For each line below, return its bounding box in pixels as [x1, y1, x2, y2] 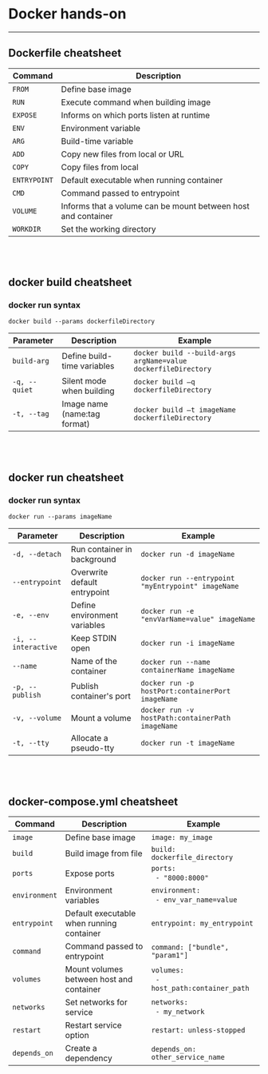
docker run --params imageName [8, 513, 112, 521]
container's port [70, 690, 132, 702]
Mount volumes [65, 964, 124, 975]
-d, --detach [12, 550, 62, 559]
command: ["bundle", [151, 942, 230, 952]
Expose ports [65, 868, 116, 879]
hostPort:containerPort [140, 686, 231, 696]
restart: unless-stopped [151, 1025, 246, 1035]
